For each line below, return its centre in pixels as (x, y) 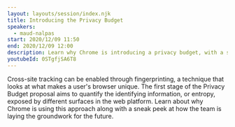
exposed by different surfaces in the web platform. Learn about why (105, 101)
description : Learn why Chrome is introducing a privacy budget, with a (115, 53)
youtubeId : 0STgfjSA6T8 (42, 59)
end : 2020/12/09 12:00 (40, 46)
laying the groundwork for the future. (60, 116)
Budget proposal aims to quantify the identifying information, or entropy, (111, 94)
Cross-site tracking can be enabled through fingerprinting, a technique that (116, 79)
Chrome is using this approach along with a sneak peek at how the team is (114, 108)
